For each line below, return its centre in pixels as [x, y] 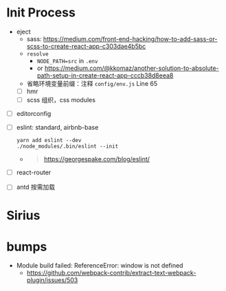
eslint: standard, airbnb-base [57, 128]
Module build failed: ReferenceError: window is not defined [100, 266]
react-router [34, 172]
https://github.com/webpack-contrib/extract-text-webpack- [111, 273]
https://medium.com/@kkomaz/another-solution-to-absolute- [132, 68]
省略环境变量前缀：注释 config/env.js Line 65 [92, 83]
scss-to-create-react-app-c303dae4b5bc [86, 46]
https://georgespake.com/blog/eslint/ [97, 159]
